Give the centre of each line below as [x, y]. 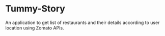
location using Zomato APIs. [35, 27]
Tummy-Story [35, 9]
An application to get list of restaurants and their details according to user [82, 22]
